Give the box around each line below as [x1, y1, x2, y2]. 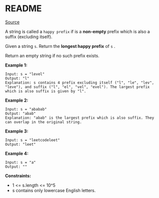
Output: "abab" [5, 111, 36, 116]
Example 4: [5, 150, 28, 156]
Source [5, 19, 20, 25]
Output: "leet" [5, 142, 36, 147]
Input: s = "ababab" [5, 107, 47, 111]
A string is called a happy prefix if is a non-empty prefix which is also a [5, 28, 150, 34]
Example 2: [5, 97, 28, 103]
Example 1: [5, 62, 28, 68]
